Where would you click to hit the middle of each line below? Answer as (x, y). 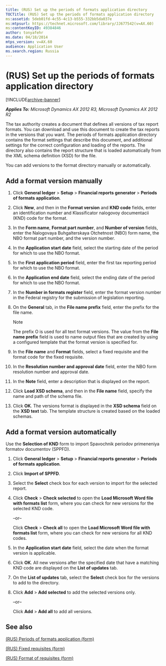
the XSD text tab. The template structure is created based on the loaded (86, 411)
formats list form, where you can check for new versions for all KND (83, 533)
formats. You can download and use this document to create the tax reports (83, 130)
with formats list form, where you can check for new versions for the (83, 503)
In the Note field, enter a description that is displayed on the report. (81, 381)
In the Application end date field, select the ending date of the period (84, 278)
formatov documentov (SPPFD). (38, 449)
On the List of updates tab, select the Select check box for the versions (86, 577)
